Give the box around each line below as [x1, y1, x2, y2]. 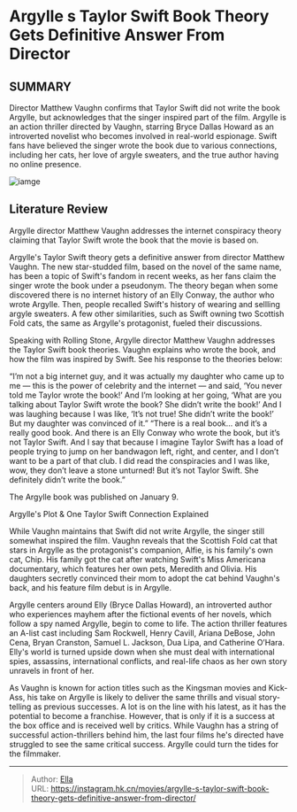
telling [9, 701, 32, 712]
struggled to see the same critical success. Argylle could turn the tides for [9, 739, 279, 749]
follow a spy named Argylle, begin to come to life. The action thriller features [9, 618, 287, 629]
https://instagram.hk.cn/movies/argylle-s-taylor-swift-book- [50, 783, 270, 793]
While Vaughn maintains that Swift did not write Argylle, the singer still [9, 525, 265, 537]
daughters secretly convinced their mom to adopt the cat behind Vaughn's [9, 573, 280, 584]
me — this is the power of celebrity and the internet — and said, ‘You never [9, 380, 283, 391]
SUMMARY [9, 79, 72, 94]
